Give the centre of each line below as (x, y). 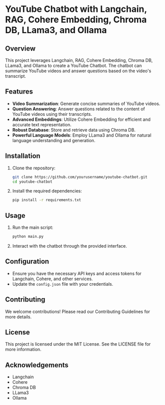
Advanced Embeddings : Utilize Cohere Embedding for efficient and (81, 119)
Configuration (27, 262)
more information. (23, 350)
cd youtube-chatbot (32, 182)
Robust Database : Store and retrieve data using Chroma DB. (74, 130)
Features (19, 92)
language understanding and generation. (54, 140)
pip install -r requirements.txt (47, 200)
